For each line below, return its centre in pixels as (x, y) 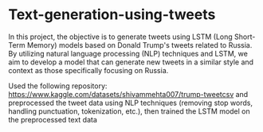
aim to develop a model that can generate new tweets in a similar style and (131, 62)
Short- (245, 37)
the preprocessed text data (53, 119)
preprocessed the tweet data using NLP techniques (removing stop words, (131, 103)
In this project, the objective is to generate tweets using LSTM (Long (120, 37)
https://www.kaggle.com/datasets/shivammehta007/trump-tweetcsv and (128, 94)
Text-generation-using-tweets (112, 15)
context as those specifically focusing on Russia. (88, 70)
